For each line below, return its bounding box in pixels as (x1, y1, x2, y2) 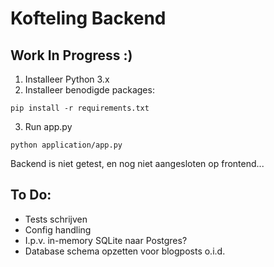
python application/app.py (10, 140, 123, 150)
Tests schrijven (24, 213, 88, 225)
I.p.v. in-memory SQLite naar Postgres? (24, 234, 188, 246)
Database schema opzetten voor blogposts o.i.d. (24, 245, 226, 257)
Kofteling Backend (10, 7, 167, 30)
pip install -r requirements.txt (10, 103, 150, 113)
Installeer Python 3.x (24, 73, 110, 85)
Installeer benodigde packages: (24, 84, 155, 96)
